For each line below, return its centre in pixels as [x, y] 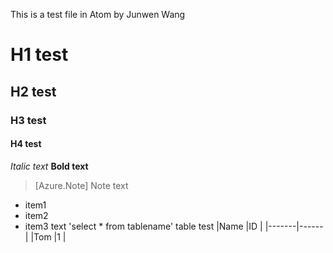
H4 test [26, 144]
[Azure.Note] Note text [81, 185]
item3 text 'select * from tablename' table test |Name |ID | [143, 226]
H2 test [33, 91]
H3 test [28, 120]
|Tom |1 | [48, 236]
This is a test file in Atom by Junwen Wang [98, 14]
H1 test [39, 55]
